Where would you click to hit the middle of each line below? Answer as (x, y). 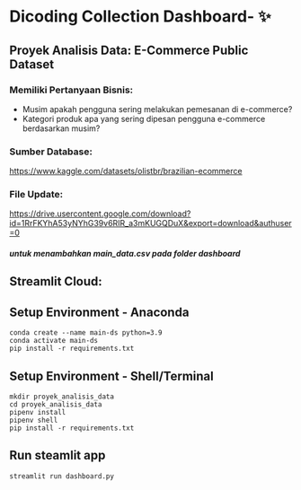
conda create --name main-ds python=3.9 (86, 333)
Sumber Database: (51, 152)
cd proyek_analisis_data (56, 405)
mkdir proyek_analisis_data (62, 397)
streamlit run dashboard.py (62, 476)
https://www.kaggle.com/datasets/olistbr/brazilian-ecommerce (126, 171)
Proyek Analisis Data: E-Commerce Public (129, 50)
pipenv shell (34, 420)
